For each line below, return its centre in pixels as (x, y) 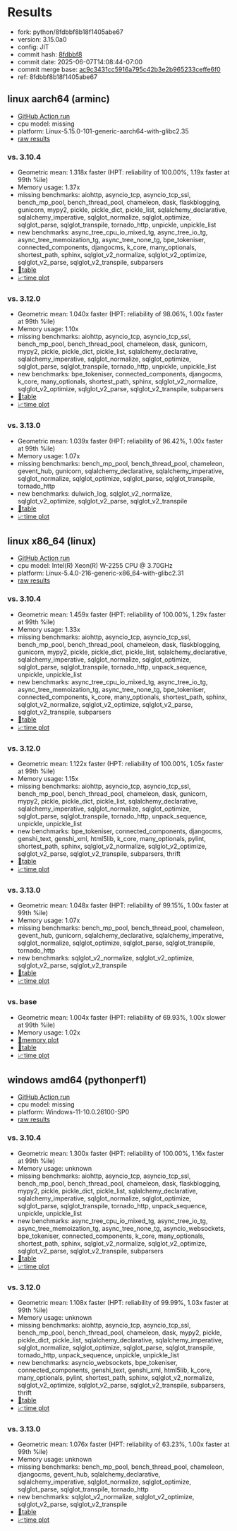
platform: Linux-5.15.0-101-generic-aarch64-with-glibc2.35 (103, 131)
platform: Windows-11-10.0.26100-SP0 (73, 1112)
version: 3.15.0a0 (42, 39)
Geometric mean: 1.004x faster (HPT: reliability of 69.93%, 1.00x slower (121, 1017)
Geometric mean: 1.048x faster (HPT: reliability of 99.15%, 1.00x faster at (123, 905)
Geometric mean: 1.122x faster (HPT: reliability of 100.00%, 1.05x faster (121, 764)
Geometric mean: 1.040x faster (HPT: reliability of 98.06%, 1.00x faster (120, 314)
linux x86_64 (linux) (52, 541)
